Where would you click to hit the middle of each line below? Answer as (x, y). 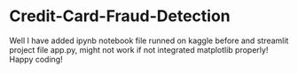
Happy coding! (36, 59)
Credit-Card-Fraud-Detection (120, 16)
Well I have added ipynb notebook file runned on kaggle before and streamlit (149, 40)
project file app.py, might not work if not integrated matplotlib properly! (139, 49)
